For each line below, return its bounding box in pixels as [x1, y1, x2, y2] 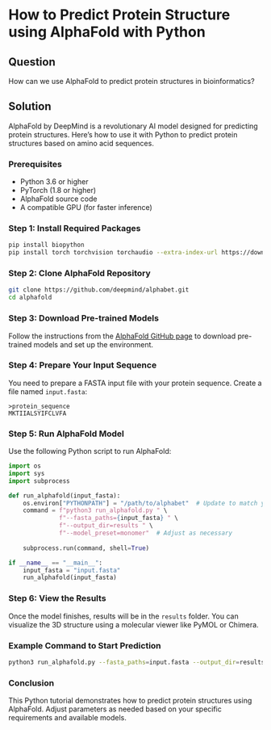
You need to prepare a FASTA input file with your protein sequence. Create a [8, 378, 262, 388]
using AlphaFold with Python [8, 23, 206, 41]
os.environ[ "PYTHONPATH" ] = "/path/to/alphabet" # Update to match [23, 499, 258, 507]
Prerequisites [8, 158, 62, 170]
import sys [8, 469, 45, 477]
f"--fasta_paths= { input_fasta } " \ [59, 514, 179, 522]
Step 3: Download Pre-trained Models [8, 313, 160, 324]
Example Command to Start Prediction [8, 640, 161, 651]
